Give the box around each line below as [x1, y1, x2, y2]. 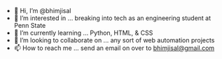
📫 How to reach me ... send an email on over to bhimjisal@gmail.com [13, 44, 215, 52]
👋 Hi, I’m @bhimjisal [13, 7, 71, 15]
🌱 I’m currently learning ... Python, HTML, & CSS [13, 28, 153, 37]
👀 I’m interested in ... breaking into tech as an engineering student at [13, 14, 211, 22]
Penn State [13, 22, 46, 29]
